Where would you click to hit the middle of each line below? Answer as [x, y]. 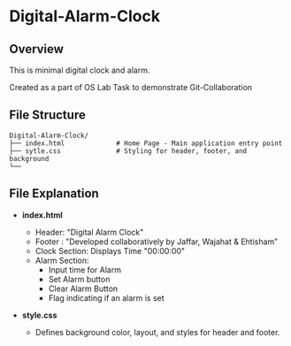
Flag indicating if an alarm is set [107, 297]
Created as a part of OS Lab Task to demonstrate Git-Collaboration [131, 87]
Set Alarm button [79, 279]
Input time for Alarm [85, 269]
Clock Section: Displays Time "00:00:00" [110, 250]
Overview [37, 49]
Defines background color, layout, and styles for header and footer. [157, 332]
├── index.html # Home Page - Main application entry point [146, 143]
